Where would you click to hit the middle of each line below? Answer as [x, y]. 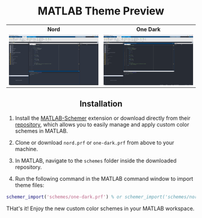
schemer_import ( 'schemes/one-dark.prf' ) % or [64, 197]
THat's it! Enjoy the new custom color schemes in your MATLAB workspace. [100, 208]
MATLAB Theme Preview [101, 11]
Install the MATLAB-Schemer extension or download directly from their [103, 118]
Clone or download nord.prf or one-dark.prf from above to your [94, 143]
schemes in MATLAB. [41, 131]
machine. [26, 149]
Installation [101, 104]
